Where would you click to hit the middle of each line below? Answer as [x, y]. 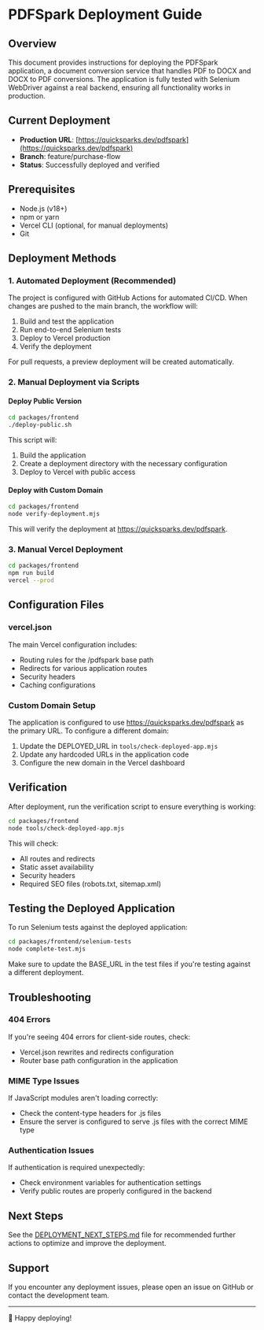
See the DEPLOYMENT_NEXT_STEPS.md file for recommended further [122, 1235]
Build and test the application [67, 321]
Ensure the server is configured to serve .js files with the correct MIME [134, 1122]
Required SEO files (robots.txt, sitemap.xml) [90, 884]
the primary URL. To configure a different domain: [88, 731]
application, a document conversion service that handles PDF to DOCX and [130, 71]
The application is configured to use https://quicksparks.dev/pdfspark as [126, 723]
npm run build [31, 573]
